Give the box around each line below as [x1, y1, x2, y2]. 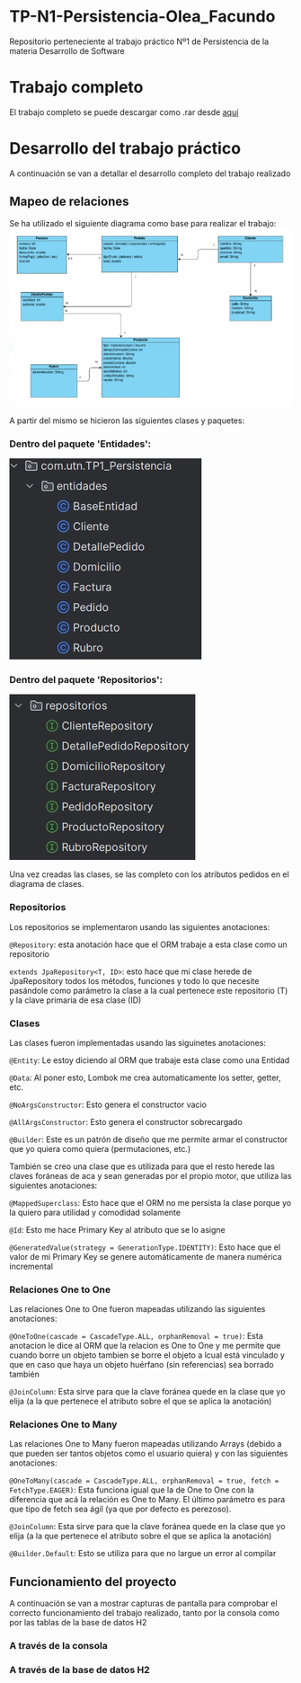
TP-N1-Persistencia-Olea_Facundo [9, 6, 276, 27]
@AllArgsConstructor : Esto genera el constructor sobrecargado [9, 1116, 243, 1127]
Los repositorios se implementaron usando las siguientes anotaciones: [9, 921, 270, 932]
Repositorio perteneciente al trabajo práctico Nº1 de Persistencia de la [9, 36, 270, 47]
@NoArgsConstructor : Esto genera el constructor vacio [9, 1099, 207, 1110]
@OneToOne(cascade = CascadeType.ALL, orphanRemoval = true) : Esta [9, 1331, 263, 1342]
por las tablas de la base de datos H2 [9, 1617, 147, 1628]
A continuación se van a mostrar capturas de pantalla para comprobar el [9, 1598, 278, 1609]
